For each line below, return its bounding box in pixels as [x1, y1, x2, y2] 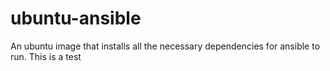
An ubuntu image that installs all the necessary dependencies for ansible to [10, 40, 321, 52]
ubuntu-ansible [10, 7, 142, 30]
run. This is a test [10, 50, 82, 62]
